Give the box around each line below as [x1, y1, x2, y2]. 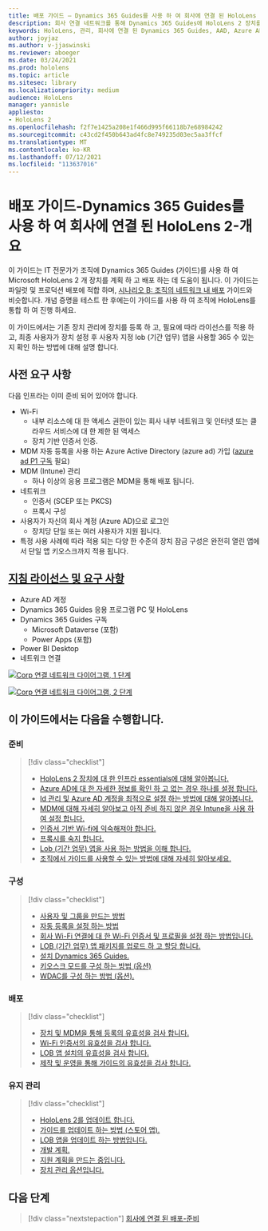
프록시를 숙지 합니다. [39, 833, 104, 844]
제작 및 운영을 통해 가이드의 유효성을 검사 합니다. [39, 1057, 191, 1068]
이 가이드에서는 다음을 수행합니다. [8, 713, 164, 726]
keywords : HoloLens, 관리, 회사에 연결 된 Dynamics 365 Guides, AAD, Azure [8, 26, 253, 34]
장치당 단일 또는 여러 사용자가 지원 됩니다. [31, 526, 162, 536]
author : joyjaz [8, 34, 59, 42]
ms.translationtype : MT [8, 138, 88, 146]
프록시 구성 [31, 506, 66, 516]
